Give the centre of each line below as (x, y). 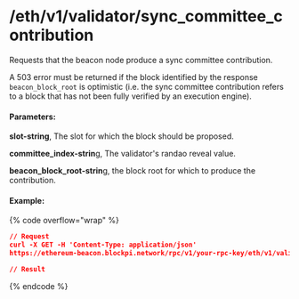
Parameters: (32, 117)
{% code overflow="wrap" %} (65, 221)
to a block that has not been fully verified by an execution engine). (130, 96)
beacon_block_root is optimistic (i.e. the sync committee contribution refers (147, 86)
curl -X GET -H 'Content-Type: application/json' (103, 245)
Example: (27, 200)
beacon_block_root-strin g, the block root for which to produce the (133, 171)
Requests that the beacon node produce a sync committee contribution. (141, 60)
